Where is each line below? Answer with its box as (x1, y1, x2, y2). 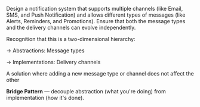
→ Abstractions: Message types (6, 47, 85, 54)
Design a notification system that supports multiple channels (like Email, (6, 5, 183, 12)
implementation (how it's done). (6, 95, 85, 101)
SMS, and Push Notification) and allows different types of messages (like (6, 11, 186, 18)
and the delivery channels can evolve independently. (6, 24, 136, 31)
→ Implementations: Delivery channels (6, 59, 101, 65)
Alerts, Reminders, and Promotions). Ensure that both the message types (6, 18, 186, 24)
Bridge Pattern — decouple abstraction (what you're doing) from (6, 88, 166, 95)
